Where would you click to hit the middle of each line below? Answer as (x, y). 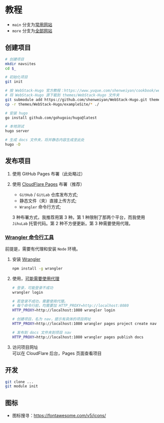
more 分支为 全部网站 (32, 30)
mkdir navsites (20, 64)
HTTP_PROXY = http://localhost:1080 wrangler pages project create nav (84, 324)
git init (14, 82)
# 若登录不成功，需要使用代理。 (40, 301)
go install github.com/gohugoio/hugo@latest (51, 118)
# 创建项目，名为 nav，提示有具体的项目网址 (51, 319)
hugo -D (13, 145)
